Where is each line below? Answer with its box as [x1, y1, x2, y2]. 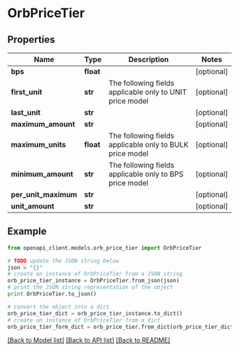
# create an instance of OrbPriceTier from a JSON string [7, 270, 183, 278]
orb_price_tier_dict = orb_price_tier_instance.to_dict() [7, 310, 183, 317]
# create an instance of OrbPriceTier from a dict [7, 316, 161, 324]
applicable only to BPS [108, 169, 184, 179]
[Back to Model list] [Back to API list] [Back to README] [7, 336, 171, 345]
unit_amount [11, 201, 55, 211]
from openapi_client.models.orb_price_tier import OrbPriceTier [7, 244, 202, 251]
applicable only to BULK [108, 140, 188, 149]
